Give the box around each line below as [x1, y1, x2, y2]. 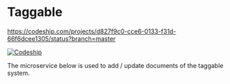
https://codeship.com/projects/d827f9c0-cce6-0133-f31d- [7, 27, 176, 35]
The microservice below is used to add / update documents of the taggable [7, 61, 224, 69]
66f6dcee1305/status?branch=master [7, 34, 116, 42]
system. [7, 69, 30, 77]
